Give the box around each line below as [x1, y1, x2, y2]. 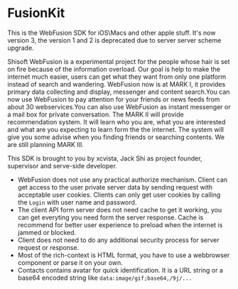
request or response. [17, 243, 80, 251]
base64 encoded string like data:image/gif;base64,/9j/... [17, 273, 193, 282]
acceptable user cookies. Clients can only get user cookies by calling [17, 190, 221, 199]
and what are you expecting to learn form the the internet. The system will [7, 125, 224, 133]
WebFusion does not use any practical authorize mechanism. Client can [17, 175, 228, 184]
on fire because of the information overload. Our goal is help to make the [7, 65, 220, 73]
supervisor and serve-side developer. [7, 161, 117, 170]
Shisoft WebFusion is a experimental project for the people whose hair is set [7, 57, 230, 65]
